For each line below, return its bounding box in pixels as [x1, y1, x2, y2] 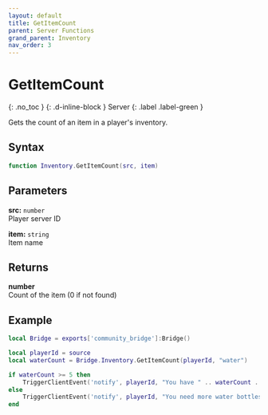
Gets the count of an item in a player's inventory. [8, 117, 168, 128]
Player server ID [8, 213, 61, 223]
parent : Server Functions [8, 26, 94, 34]
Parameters [8, 184, 68, 198]
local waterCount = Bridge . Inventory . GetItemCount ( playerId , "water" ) [8, 356, 248, 364]
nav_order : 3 [8, 41, 52, 49]
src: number [8, 205, 45, 215]
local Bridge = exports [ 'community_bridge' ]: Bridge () [8, 334, 191, 343]
